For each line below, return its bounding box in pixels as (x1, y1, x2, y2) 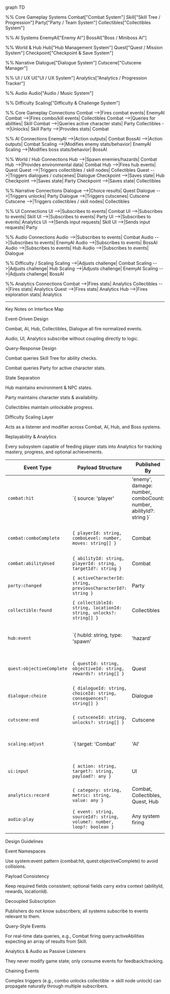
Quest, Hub (132, 798, 159, 805)
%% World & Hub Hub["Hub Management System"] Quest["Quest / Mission (5, 45, 163, 50)
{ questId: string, (72, 661, 119, 666)
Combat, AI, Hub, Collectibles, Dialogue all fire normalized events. (5, 326, 143, 331)
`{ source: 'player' (72, 495, 115, 502)
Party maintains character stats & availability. (5, 395, 99, 400)
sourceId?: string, (72, 814, 119, 820)
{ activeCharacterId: (72, 575, 124, 581)
